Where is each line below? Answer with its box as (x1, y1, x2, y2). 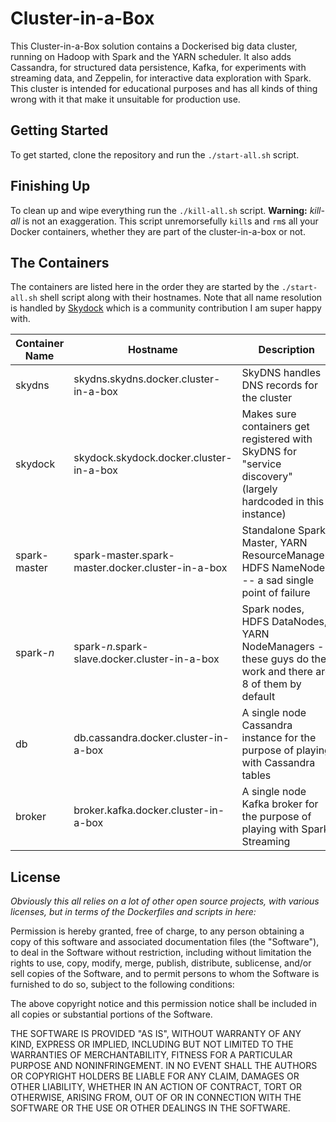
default (241, 690, 276, 704)
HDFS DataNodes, (241, 615, 328, 629)
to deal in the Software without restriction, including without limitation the (10, 947, 312, 959)
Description (258, 343, 315, 357)
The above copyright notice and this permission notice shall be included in (10, 998, 317, 1010)
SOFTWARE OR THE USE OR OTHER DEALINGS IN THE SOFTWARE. (10, 1102, 291, 1114)
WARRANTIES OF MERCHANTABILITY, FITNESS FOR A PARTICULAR (10, 1049, 293, 1061)
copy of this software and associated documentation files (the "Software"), (10, 936, 320, 948)
